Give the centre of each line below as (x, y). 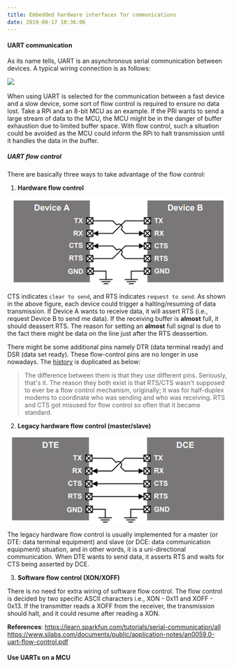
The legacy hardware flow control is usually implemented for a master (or (113, 534)
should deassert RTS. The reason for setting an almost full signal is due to (114, 326)
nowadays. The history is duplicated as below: (74, 362)
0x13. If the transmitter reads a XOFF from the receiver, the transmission (111, 606)
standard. (38, 412)
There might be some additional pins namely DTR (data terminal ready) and (115, 347)
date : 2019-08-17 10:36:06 (46, 22)
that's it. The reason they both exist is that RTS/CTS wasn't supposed (124, 383)
